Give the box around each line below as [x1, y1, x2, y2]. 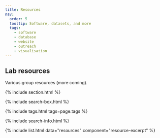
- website [14, 39, 34, 44]
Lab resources [5, 67, 50, 75]
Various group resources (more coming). [5, 80, 88, 86]
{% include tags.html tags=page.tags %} [5, 108, 88, 114]
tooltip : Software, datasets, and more [9, 21, 92, 26]
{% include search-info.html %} [5, 118, 69, 124]
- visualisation [14, 48, 48, 53]
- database [14, 35, 36, 40]
